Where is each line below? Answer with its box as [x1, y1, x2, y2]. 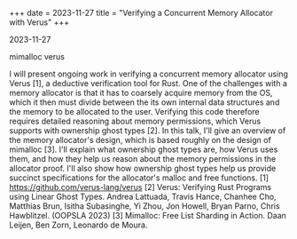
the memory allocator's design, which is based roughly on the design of [9, 135, 272, 145]
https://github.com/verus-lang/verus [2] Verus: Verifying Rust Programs [9, 182, 272, 192]
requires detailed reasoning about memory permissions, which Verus [9, 116, 262, 126]
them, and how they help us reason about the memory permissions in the [9, 154, 277, 163]
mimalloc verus [9, 52, 65, 61]
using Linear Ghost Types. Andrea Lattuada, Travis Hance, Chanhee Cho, [9, 191, 277, 202]
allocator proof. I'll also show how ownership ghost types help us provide [9, 163, 277, 173]
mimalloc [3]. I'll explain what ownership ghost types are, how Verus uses [9, 144, 278, 155]
